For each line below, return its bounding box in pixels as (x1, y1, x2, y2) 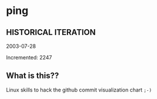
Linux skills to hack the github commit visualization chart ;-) (6, 86, 152, 93)
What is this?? (6, 71, 59, 81)
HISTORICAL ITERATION (6, 27, 96, 37)
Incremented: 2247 (6, 54, 52, 61)
